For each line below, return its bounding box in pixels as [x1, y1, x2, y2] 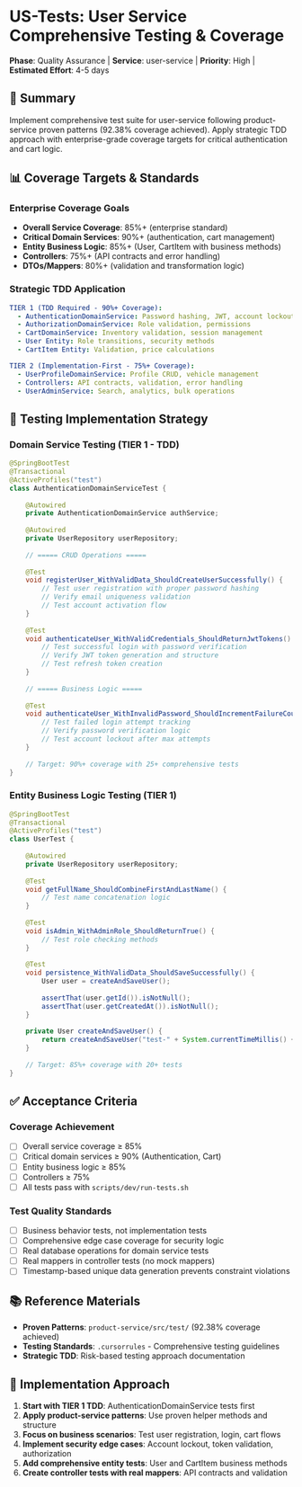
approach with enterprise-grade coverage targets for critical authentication [9, 133, 288, 145]
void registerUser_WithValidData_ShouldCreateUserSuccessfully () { [25, 575, 283, 585]
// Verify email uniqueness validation [41, 592, 191, 601]
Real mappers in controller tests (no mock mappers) [22, 1256, 216, 1267]
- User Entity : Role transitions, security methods [17, 337, 216, 346]
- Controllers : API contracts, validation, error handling [17, 378, 244, 387]
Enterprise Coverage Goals [9, 202, 130, 215]
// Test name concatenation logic [41, 893, 171, 903]
